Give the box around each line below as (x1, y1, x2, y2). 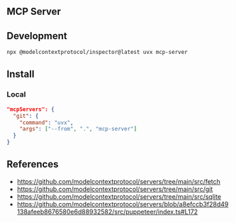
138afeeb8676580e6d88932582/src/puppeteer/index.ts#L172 (16, 207, 198, 216)
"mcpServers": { (6, 106, 55, 113)
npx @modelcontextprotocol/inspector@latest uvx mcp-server (6, 49, 189, 56)
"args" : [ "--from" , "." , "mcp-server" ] (19, 126, 137, 133)
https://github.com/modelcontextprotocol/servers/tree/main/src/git (16, 185, 213, 193)
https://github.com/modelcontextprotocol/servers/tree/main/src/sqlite (16, 192, 221, 201)
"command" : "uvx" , (19, 119, 74, 126)
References (6, 158, 59, 170)
